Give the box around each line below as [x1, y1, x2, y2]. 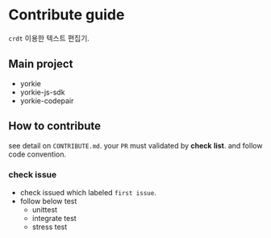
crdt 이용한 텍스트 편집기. [8, 33, 90, 43]
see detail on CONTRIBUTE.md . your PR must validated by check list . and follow [8, 140, 263, 150]
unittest [31, 204, 58, 215]
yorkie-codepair [19, 95, 74, 106]
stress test [31, 222, 68, 232]
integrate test [31, 213, 77, 223]
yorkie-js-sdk [19, 87, 65, 97]
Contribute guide [8, 6, 125, 24]
